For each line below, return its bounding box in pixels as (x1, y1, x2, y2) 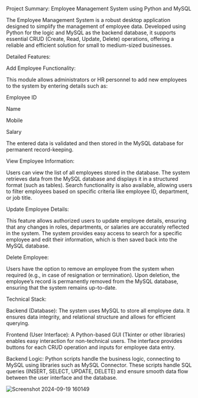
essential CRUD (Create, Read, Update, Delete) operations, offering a (6, 36, 174, 42)
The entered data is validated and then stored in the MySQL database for (6, 140, 184, 147)
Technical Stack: (6, 296, 47, 303)
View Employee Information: (6, 158, 75, 165)
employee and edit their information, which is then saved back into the (6, 236, 177, 243)
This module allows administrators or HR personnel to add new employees (6, 76, 187, 83)
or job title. (6, 194, 33, 201)
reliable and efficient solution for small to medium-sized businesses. (6, 41, 173, 49)
